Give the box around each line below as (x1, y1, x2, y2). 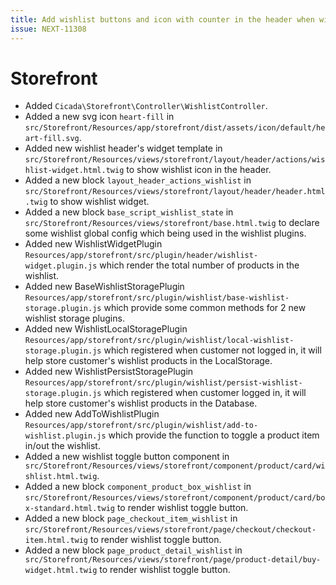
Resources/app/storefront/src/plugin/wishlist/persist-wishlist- (24, 378, 303, 388)
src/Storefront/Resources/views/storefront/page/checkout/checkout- (24, 525, 317, 535)
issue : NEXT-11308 (10, 24, 87, 34)
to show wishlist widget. (49, 196, 150, 208)
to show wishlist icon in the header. (126, 164, 272, 176)
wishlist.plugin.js (24, 431, 107, 441)
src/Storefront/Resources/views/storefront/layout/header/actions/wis (24, 155, 326, 165)
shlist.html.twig (24, 472, 98, 482)
